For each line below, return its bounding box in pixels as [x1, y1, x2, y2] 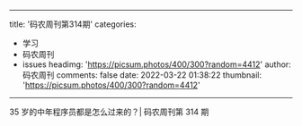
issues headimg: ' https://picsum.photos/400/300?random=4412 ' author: [22, 59, 292, 70]
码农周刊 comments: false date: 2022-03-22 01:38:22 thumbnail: [22, 70, 262, 80]
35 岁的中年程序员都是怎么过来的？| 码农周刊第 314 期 [9, 106, 209, 117]
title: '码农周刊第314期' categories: [9, 19, 137, 29]
